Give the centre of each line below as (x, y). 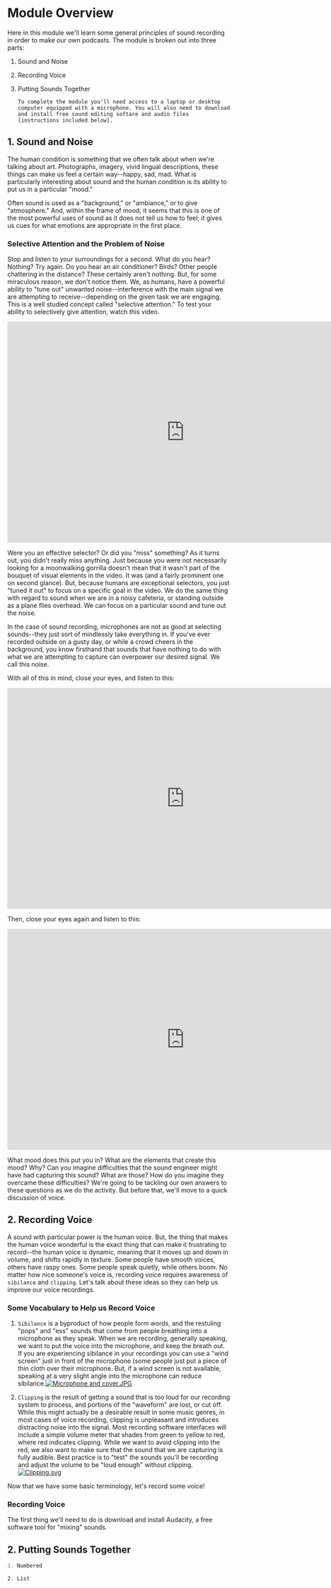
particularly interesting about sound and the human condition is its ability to (117, 181)
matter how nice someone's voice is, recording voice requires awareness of (118, 1275)
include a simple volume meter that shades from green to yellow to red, (121, 1435)
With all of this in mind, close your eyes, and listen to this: (91, 678)
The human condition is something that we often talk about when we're (111, 159)
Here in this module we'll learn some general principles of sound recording (116, 33)
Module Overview (61, 13)
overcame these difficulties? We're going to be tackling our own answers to (117, 1183)
